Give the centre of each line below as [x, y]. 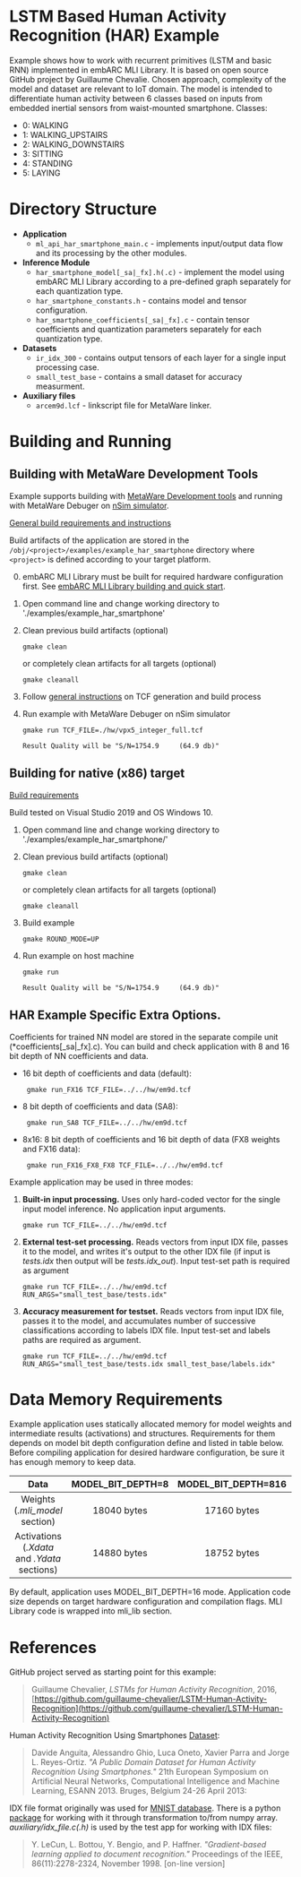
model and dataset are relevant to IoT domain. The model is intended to [141, 89]
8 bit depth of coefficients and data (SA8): [100, 1106]
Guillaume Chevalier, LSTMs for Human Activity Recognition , [143, 1690]
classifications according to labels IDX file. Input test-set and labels [146, 1330]
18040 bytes [120, 1511]
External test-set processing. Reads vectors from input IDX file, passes [155, 1242]
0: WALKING [45, 125]
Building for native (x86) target [97, 774]
